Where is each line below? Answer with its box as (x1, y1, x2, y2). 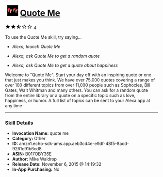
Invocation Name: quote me (12, 130, 69, 136)
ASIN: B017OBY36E (12, 151, 52, 157)
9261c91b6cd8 (12, 146, 42, 152)
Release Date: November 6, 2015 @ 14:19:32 (12, 161, 102, 167)
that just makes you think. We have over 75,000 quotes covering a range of (5, 77, 155, 82)
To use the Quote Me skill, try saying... (5, 34, 82, 40)
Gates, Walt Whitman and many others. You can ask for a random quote (5, 87, 148, 93)
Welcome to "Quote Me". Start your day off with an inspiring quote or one (5, 72, 152, 78)
